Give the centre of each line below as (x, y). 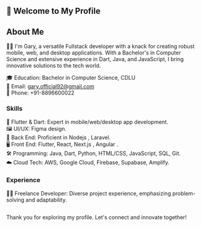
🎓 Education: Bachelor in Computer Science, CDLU (71, 78)
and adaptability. (46, 200)
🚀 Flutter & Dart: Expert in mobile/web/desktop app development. (87, 122)
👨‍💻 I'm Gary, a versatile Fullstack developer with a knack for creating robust (101, 47)
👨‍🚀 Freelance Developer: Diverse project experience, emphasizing (89, 193)
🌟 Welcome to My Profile (53, 11)
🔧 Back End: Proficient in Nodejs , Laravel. (59, 137)
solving (15, 200)
